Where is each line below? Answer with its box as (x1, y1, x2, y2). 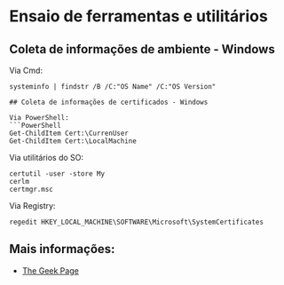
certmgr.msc (9, 185, 53, 194)
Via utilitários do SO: (9, 153, 84, 162)
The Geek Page (21, 265, 80, 276)
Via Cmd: (9, 65, 43, 75)
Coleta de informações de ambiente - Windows (9, 42, 275, 57)
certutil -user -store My (9, 170, 105, 178)
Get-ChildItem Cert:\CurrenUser (9, 129, 129, 138)
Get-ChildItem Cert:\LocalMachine (9, 137, 138, 146)
